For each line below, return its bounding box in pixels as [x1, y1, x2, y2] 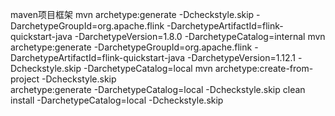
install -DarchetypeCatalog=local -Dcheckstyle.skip [10, 94, 224, 106]
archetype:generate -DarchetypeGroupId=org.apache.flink [10, 41, 253, 53]
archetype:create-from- [214, 63, 314, 74]
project [10, 73, 40, 85]
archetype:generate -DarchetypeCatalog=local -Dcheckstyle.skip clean [10, 84, 306, 95]
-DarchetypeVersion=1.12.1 [186, 52, 296, 63]
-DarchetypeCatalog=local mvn [83, 63, 213, 74]
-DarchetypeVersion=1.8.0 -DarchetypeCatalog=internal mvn [74, 31, 326, 42]
